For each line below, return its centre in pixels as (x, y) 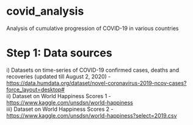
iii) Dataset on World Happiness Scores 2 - (60, 109)
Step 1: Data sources (59, 53)
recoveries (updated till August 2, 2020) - (59, 76)
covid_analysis (45, 11)
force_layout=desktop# (36, 89)
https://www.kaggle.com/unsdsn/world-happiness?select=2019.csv (92, 115)
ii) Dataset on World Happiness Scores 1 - (59, 96)
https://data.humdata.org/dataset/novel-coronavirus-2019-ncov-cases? (96, 83)
